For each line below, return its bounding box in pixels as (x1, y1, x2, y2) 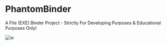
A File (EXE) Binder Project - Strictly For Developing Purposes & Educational (5, 20, 161, 26)
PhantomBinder (5, 3, 71, 15)
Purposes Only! (5, 25, 37, 31)
